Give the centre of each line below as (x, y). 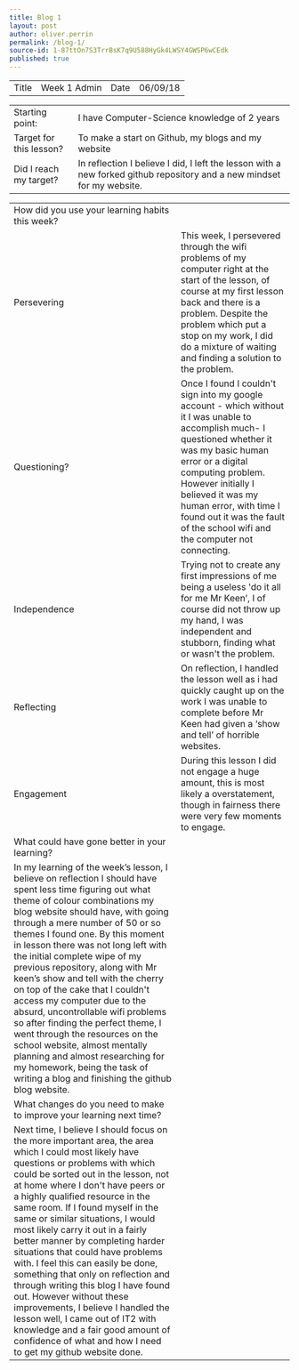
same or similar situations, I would (85, 1218)
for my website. (110, 185)
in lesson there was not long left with (90, 945)
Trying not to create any (231, 564)
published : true (39, 59)
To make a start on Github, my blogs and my (170, 137)
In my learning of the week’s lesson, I (91, 867)
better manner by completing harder (89, 1241)
